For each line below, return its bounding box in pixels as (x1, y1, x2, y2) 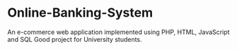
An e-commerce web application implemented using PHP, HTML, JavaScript (7, 28, 230, 36)
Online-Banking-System (7, 5, 154, 21)
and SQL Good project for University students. (7, 35, 143, 43)
